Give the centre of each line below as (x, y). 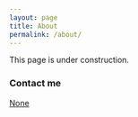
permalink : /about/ (46, 34)
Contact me (35, 84)
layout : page (34, 18)
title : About (34, 26)
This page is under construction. (69, 60)
